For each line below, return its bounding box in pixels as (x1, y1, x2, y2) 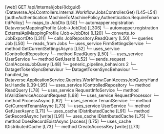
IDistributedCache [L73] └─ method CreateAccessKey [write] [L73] (5, 124, 140, 129)
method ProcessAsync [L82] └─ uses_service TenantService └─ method (5, 98, 151, 103)
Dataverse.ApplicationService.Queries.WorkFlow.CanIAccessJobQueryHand (5, 77, 159, 83)
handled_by (5, 72, 29, 77)
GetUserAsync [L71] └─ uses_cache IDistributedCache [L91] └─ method (5, 108, 150, 114)
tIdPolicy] (5, 20, 24, 25)
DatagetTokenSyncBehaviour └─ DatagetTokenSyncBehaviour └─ (5, 67, 138, 72)
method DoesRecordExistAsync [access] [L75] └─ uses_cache (5, 118, 131, 124)
